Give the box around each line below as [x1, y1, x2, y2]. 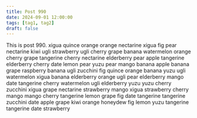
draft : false [6, 25, 39, 32]
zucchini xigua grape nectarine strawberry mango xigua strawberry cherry [6, 86, 189, 93]
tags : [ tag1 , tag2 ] [6, 20, 55, 26]
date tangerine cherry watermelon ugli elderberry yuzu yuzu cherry [6, 80, 172, 87]
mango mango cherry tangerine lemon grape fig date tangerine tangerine [6, 92, 186, 100]
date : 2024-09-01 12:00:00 [6, 14, 73, 20]
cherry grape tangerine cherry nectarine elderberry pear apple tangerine [6, 54, 185, 61]
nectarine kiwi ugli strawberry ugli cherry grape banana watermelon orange [6, 48, 191, 55]
